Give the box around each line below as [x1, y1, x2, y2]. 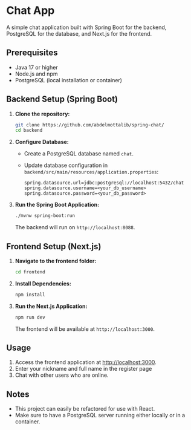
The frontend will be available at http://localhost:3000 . [15, 325, 155, 333]
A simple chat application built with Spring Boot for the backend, [6, 24, 167, 31]
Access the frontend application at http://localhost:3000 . [15, 359, 157, 366]
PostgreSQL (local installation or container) [15, 76, 123, 83]
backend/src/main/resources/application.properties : [24, 168, 159, 175]
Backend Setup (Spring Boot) [6, 94, 118, 105]
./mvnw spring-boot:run [15, 213, 76, 219]
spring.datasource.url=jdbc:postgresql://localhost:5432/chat [24, 180, 184, 186]
